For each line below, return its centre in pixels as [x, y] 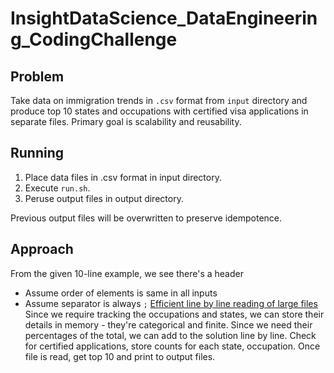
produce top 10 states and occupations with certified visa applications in [159, 111]
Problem [37, 76]
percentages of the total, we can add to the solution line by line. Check [170, 335]
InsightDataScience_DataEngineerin [164, 18]
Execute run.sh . [57, 188]
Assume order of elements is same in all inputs [121, 293]
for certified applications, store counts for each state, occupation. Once [172, 346]
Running [37, 153]
